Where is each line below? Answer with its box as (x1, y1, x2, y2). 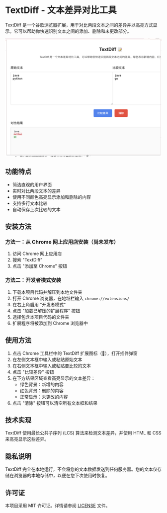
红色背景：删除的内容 (19, 387, 64, 393)
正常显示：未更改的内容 (19, 394, 68, 400)
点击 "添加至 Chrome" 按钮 (12, 263, 67, 269)
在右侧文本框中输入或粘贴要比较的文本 (12, 362, 91, 368)
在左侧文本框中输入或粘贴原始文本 (12, 356, 83, 362)
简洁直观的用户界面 (12, 181, 52, 187)
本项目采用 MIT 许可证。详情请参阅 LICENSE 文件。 (5, 503, 110, 509)
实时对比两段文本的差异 (12, 187, 61, 194)
